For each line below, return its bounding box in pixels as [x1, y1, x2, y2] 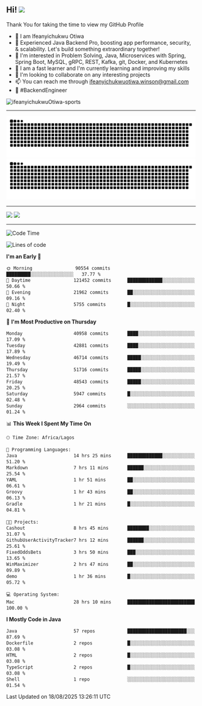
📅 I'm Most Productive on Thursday [6, 318, 97, 325]
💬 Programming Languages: [6, 447, 71, 453]
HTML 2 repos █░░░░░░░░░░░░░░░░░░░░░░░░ [6, 652, 195, 658]
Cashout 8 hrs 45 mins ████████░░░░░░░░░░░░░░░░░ [6, 525, 195, 532]
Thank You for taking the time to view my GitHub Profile [6, 21, 144, 28]
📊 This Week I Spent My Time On [6, 420, 91, 427]
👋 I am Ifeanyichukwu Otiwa [14, 33, 84, 40]
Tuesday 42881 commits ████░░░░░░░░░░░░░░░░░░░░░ [6, 343, 195, 349]
